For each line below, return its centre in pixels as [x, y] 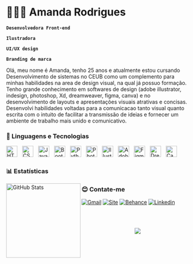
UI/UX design [22, 49]
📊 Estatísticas [27, 171]
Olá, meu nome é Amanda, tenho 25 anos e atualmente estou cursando [93, 70]
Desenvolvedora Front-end [38, 28]
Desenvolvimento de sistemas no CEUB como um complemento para [91, 76]
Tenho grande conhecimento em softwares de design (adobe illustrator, [94, 89]
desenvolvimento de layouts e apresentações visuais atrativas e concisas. [97, 102]
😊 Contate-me [103, 190]
